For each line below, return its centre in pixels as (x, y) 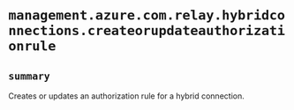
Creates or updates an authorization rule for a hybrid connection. (126, 96)
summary (29, 76)
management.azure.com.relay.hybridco (147, 15)
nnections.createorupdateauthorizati (147, 31)
